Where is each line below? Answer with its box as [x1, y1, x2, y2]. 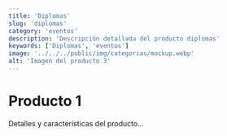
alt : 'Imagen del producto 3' [8, 57, 111, 66]
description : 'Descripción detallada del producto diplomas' [8, 34, 220, 43]
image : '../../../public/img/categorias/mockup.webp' [8, 49, 195, 57]
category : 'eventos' [8, 27, 79, 35]
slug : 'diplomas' [8, 19, 68, 28]
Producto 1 [8, 92, 82, 110]
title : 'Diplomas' [8, 11, 71, 20]
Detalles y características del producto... [8, 118, 144, 128]
